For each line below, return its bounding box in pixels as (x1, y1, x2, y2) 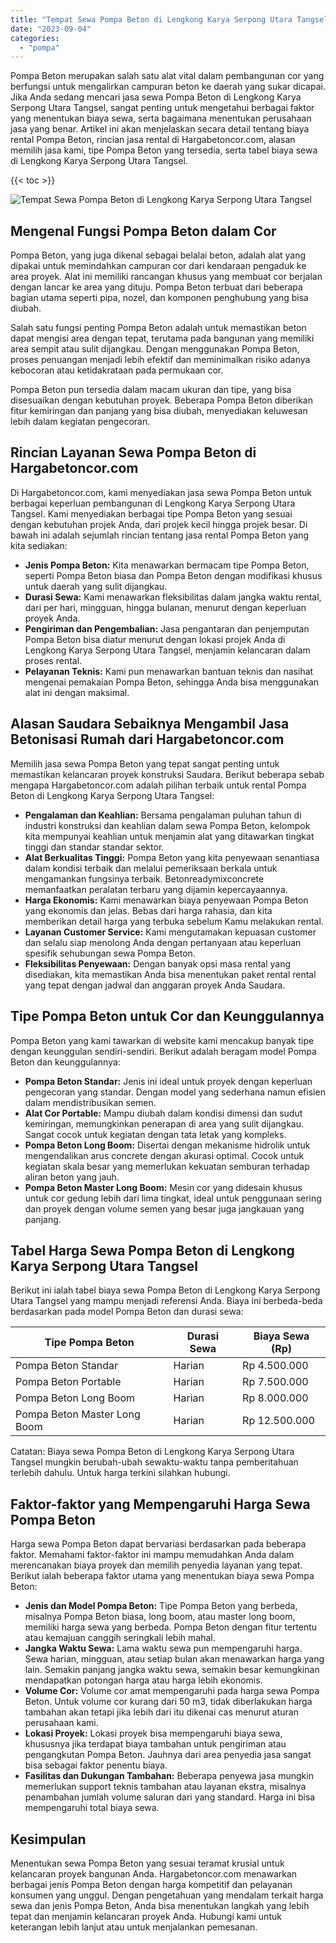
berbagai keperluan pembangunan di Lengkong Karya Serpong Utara (10, 497, 296, 509)
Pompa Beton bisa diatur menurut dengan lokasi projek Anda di (24, 633, 286, 645)
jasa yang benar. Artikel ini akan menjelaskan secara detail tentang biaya (10, 123, 310, 135)
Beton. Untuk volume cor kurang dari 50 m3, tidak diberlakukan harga (24, 1696, 313, 1708)
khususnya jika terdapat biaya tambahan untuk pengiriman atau (24, 1738, 287, 1750)
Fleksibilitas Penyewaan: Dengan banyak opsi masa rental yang (24, 957, 292, 970)
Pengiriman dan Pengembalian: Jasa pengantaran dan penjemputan (24, 622, 310, 635)
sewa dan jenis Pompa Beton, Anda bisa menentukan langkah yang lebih (10, 1899, 310, 1911)
